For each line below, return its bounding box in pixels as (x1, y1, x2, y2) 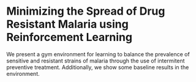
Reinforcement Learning (6, 31, 133, 44)
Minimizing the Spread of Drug (6, 4, 165, 18)
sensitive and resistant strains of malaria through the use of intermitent (6, 57, 185, 64)
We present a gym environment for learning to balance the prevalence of (6, 50, 190, 58)
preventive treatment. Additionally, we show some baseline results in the (6, 63, 189, 71)
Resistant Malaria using (6, 17, 129, 31)
